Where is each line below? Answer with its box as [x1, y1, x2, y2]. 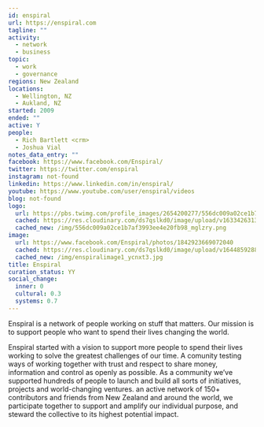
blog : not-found [8, 195, 61, 202]
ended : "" [8, 114, 41, 122]
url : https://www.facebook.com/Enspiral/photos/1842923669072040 [15, 239, 234, 247]
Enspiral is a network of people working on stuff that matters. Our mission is [8, 318, 254, 328]
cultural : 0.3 [15, 290, 61, 298]
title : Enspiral [8, 261, 61, 269]
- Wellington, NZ [15, 92, 72, 100]
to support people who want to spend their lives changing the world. [8, 327, 229, 336]
